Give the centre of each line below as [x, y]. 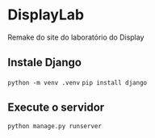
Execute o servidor [56, 108]
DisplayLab [46, 15]
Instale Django [45, 63]
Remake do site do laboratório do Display [76, 37]
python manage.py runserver [55, 126]
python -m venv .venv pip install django [77, 82]
